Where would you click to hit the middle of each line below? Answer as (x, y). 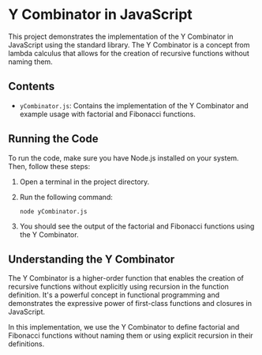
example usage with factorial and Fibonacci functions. (107, 114)
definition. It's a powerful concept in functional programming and (114, 295)
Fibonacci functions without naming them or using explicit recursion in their (131, 336)
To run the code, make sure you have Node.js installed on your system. (124, 158)
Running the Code (53, 139)
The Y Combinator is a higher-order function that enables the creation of (126, 278)
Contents (32, 87)
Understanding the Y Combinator (92, 259)
